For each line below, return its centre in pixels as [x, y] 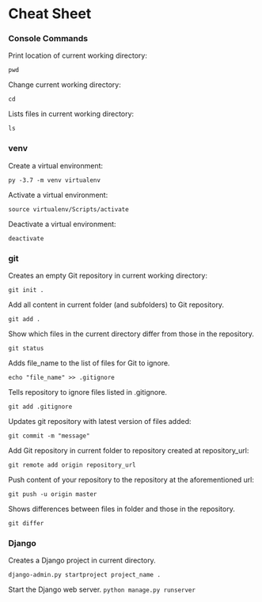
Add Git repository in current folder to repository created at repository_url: [129, 451]
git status [26, 349]
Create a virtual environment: [56, 165]
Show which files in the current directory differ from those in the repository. [131, 334]
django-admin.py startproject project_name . [84, 575]
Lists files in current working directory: [71, 114]
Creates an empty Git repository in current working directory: [108, 276]
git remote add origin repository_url [72, 465]
